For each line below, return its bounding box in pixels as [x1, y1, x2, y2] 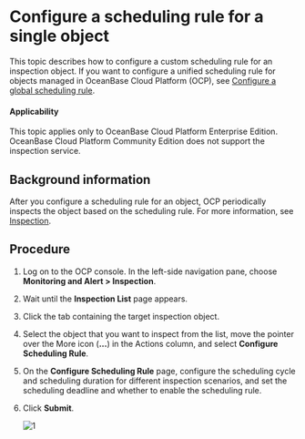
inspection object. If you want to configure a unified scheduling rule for [9, 66, 276, 77]
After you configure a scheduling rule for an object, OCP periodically [9, 196, 267, 207]
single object [9, 26, 110, 46]
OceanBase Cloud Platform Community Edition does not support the [9, 136, 266, 147]
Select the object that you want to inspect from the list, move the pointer [22, 328, 294, 339]
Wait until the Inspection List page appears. [22, 293, 188, 304]
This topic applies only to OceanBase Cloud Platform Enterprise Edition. [9, 126, 279, 138]
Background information [9, 171, 151, 188]
